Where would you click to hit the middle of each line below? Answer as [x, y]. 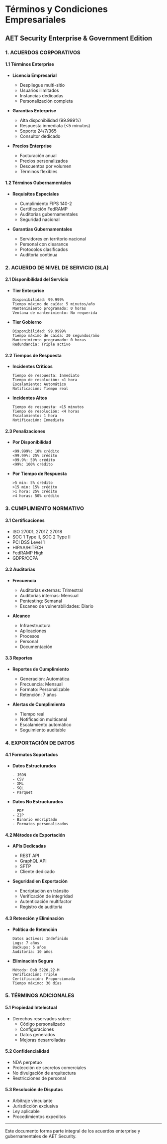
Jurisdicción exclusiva [35, 1106]
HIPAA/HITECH [28, 547]
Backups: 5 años [29, 947]
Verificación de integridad [46, 896]
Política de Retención [35, 929]
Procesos [30, 636]
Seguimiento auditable [43, 730]
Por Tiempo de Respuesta [40, 474]
